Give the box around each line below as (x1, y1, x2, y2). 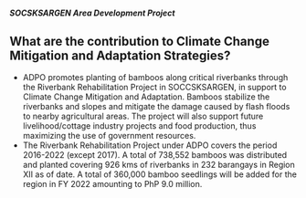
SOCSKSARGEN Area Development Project (9, 7, 175, 18)
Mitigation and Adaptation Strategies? (9, 47, 231, 63)
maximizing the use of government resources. (22, 130, 196, 141)
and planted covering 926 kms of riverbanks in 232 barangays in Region (22, 160, 295, 171)
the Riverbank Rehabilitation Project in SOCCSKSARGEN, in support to (22, 82, 287, 93)
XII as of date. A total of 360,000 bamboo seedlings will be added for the (22, 169, 297, 180)
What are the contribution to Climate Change (9, 33, 269, 49)
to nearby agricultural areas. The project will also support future (22, 110, 264, 122)
